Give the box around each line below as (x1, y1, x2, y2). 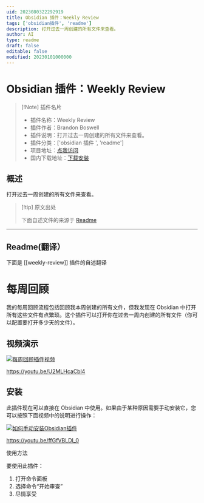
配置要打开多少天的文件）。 (11, 319, 78, 326)
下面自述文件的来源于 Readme (21, 217, 97, 224)
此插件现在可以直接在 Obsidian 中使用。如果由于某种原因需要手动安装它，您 (6, 404, 197, 411)
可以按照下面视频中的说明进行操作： (6, 411, 97, 419)
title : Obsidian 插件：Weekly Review (6, 15, 99, 21)
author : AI (6, 32, 34, 38)
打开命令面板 (15, 474, 47, 482)
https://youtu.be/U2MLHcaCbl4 (6, 368, 86, 375)
